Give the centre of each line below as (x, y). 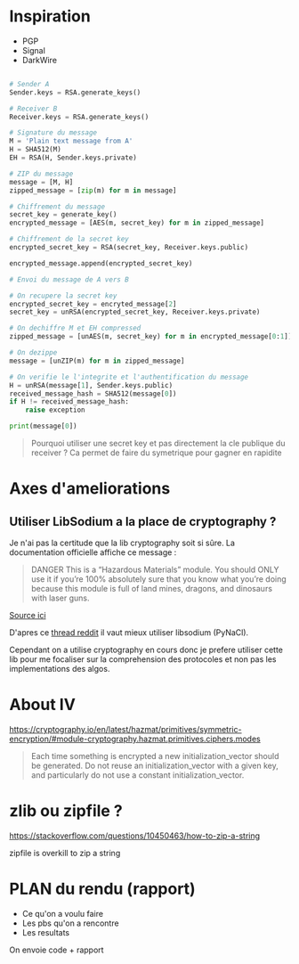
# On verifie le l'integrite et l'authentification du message (129, 377)
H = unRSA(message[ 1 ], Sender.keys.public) (91, 385)
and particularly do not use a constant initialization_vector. (137, 775)
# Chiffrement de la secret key (69, 239)
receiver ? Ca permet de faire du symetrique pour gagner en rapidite (156, 453)
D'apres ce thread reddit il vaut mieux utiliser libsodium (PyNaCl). (129, 633)
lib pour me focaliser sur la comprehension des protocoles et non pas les (143, 659)
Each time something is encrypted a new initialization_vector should (155, 756)
